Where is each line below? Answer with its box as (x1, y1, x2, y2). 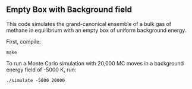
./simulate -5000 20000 (6, 77, 65, 83)
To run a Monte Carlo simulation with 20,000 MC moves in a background (6, 60, 184, 67)
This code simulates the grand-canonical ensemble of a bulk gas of (6, 20, 172, 27)
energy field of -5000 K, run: (6, 66, 77, 73)
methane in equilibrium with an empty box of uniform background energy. (6, 27, 187, 34)
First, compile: (6, 38, 42, 45)
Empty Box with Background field (6, 5, 133, 15)
